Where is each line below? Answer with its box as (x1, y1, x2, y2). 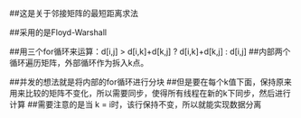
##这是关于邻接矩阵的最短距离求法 (9, 8, 138, 18)
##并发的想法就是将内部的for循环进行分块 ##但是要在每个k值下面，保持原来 (9, 77, 292, 87)
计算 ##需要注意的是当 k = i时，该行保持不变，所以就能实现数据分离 (9, 99, 262, 110)
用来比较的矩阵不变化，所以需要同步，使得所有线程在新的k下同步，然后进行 (9, 88, 291, 98)
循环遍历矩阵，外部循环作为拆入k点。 (9, 58, 149, 68)
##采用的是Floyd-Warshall (9, 27, 107, 38)
